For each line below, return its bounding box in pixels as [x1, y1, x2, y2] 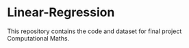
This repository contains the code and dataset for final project [7, 27, 182, 35]
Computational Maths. [7, 34, 70, 42]
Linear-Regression [7, 5, 115, 20]
